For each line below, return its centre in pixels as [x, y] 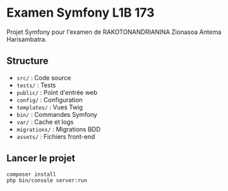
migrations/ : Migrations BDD [58, 129]
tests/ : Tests [36, 85]
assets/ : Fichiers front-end [56, 136]
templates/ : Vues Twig [50, 107]
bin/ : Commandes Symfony [57, 114]
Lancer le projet [41, 158]
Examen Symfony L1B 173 [80, 13]
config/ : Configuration [49, 100]
